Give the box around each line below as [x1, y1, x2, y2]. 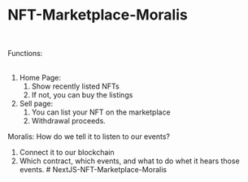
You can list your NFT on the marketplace [31, 107, 172, 117]
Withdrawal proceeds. [31, 115, 107, 125]
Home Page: [19, 72, 62, 82]
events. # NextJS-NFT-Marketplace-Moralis [19, 164, 168, 174]
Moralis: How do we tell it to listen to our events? [7, 132, 171, 141]
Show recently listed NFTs [31, 81, 120, 91]
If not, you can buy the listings [31, 89, 133, 99]
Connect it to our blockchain [19, 147, 115, 157]
